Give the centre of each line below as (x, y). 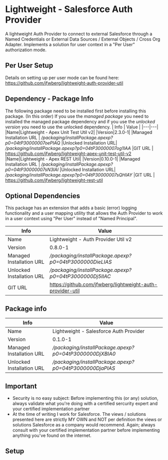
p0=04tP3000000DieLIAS (81, 262)
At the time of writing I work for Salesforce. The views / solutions (79, 414)
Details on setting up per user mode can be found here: (62, 78)
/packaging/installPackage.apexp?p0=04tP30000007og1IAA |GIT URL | (79, 148)
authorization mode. (26, 50)
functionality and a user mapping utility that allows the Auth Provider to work (84, 213)
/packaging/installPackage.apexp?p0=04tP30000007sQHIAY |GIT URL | (80, 175)
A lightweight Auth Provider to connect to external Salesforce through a (79, 34)
